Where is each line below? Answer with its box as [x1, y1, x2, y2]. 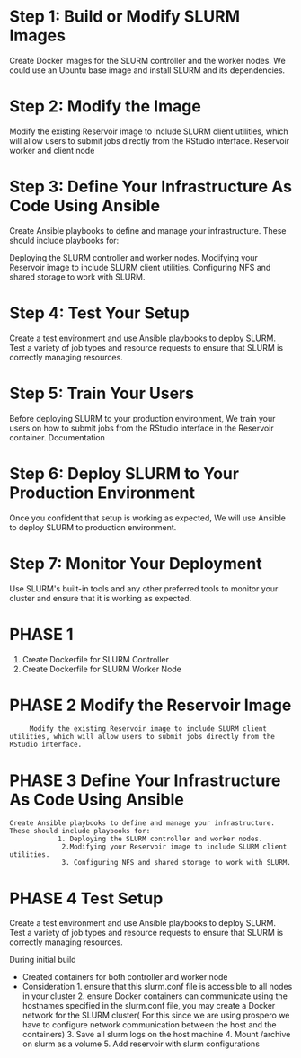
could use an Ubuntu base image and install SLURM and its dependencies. [9, 65, 286, 76]
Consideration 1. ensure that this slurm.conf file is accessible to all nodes [22, 982, 293, 992]
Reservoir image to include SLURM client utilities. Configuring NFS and [9, 262, 271, 272]
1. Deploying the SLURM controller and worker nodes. [57, 834, 263, 844]
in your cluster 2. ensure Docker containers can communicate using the [22, 991, 288, 1001]
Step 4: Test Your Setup [9, 303, 190, 323]
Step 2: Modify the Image [9, 96, 202, 117]
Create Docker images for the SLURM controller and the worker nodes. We [9, 55, 286, 66]
